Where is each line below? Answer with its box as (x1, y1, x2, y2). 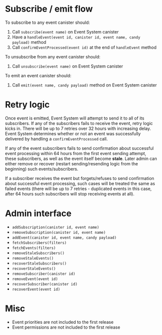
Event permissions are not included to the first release (12, 324, 120, 330)
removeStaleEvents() (12, 256, 54, 261)
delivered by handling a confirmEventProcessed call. (5, 136, 108, 141)
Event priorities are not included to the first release (12, 319, 114, 325)
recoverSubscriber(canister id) (12, 282, 78, 286)
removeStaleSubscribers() (12, 250, 65, 256)
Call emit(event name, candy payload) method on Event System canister (12, 82, 157, 88)
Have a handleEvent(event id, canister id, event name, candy (12, 34, 141, 40)
